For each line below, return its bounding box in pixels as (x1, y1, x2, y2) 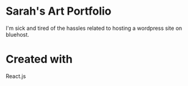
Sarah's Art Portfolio (5, 4, 112, 18)
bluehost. (5, 30, 30, 38)
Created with (5, 52, 73, 66)
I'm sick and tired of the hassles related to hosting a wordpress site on (5, 24, 183, 32)
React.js (5, 72, 26, 80)
